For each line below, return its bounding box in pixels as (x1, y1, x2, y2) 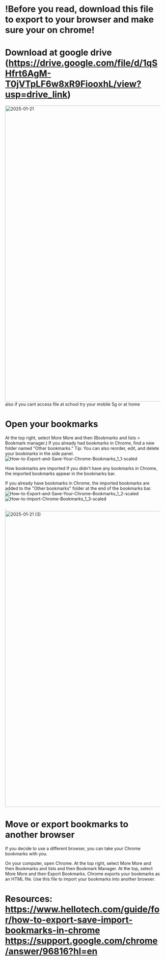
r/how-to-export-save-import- (5, 914, 133, 925)
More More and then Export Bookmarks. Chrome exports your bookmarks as (5, 871, 160, 877)
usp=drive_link (5, 89, 68, 100)
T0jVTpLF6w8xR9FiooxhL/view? (5, 78, 141, 90)
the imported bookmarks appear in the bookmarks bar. (5, 471, 116, 477)
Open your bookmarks (5, 418, 98, 430)
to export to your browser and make (5, 14, 154, 25)
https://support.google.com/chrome (5, 935, 158, 947)
